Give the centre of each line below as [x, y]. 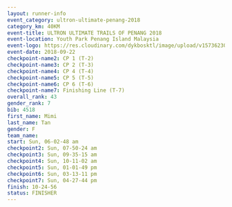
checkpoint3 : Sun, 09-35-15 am [52, 155]
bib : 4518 [21, 110]
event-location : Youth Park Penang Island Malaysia [83, 39]
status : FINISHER [32, 193]
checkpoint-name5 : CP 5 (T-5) [51, 78]
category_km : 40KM [33, 26]
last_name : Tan [29, 122]
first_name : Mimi [32, 116]
